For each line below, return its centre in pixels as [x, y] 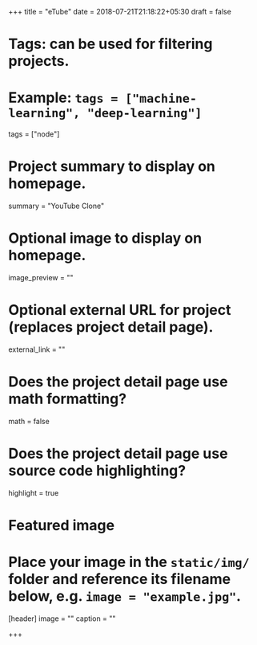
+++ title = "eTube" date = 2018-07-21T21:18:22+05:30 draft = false [120, 12]
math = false [29, 421]
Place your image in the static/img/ [129, 562]
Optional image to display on [105, 238]
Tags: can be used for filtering [110, 44]
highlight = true [34, 492]
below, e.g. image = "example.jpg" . [125, 596]
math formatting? [67, 399]
